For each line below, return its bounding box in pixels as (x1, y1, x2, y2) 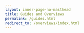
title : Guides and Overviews (5, 12, 64, 16)
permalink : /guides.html (5, 16, 56, 21)
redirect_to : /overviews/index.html (5, 20, 80, 26)
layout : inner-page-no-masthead (5, 7, 71, 12)
